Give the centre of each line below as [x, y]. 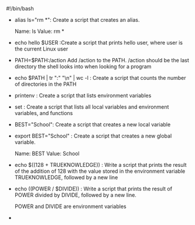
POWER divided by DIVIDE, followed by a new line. [75, 195]
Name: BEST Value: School [47, 153]
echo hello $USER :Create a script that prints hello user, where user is [99, 43]
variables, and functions [44, 113]
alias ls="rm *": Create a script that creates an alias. [77, 20]
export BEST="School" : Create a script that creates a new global [93, 136]
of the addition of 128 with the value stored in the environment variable [100, 171]
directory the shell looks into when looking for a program [83, 66]
